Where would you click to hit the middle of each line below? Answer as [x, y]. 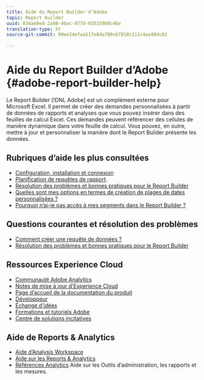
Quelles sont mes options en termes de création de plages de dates [100, 192]
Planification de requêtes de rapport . [61, 179]
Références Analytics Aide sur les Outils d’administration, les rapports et [106, 365]
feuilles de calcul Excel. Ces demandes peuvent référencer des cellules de [100, 120]
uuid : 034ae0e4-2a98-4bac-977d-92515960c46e [64, 23]
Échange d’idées [36, 305]
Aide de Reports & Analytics [61, 337]
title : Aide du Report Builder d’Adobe [57, 12]
